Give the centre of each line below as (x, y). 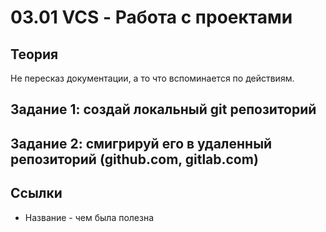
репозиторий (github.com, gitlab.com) (134, 159)
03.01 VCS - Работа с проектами (151, 17)
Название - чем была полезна (89, 217)
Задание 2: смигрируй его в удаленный (141, 143)
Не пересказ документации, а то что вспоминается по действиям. (152, 78)
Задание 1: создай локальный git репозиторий (163, 109)
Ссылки (36, 193)
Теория (34, 54)
